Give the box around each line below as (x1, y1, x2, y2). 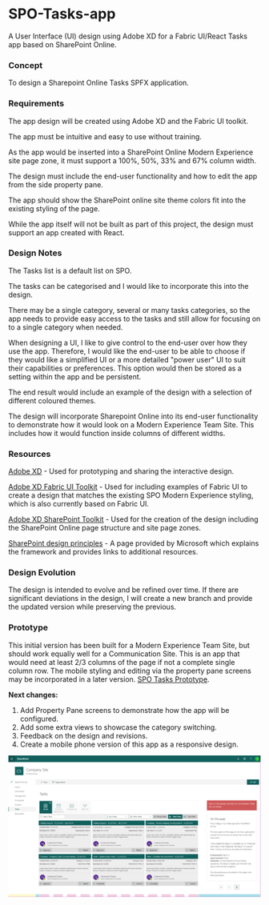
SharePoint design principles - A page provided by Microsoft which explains (8, 539, 259, 548)
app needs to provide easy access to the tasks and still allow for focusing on (8, 314, 261, 323)
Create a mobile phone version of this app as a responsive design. (19, 739, 239, 749)
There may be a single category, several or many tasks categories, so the (8, 305, 251, 314)
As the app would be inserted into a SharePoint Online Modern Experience (8, 147, 254, 157)
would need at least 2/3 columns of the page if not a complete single (8, 657, 235, 667)
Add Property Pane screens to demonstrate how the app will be (19, 705, 230, 715)
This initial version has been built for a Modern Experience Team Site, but (8, 640, 251, 650)
